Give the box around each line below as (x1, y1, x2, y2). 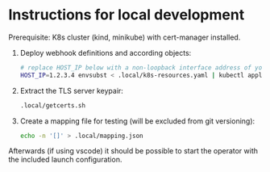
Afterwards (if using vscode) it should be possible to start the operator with (8, 146, 259, 156)
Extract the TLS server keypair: (19, 86, 123, 95)
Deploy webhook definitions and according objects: (19, 48, 192, 57)
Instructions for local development (8, 6, 245, 24)
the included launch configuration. (8, 155, 123, 165)
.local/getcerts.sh (19, 101, 86, 110)
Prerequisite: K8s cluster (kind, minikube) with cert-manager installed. (8, 32, 241, 42)
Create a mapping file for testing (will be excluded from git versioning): (19, 115, 255, 126)
